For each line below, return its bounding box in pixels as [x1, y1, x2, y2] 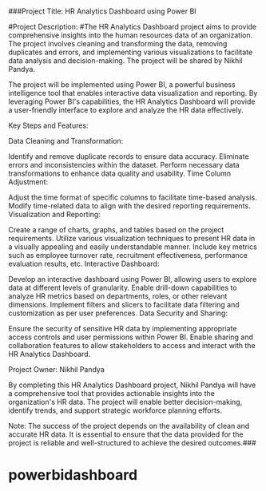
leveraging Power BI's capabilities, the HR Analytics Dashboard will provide [8, 97, 256, 106]
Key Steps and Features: [8, 121, 89, 130]
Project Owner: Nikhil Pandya [8, 365, 105, 374]
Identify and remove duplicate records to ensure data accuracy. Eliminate [8, 152, 249, 161]
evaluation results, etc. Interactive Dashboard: [8, 259, 160, 269]
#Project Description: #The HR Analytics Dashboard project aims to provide [8, 22, 257, 32]
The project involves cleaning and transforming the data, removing [8, 39, 228, 49]
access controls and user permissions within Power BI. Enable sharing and [8, 332, 254, 342]
